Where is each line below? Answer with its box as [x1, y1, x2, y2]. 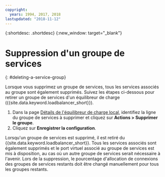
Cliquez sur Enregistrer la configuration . [12, 125, 97, 131]
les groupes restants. [5, 167, 49, 173]
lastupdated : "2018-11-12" [5, 16, 61, 21]
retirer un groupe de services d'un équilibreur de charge [5, 95, 120, 101]
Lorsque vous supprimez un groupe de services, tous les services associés [5, 84, 160, 90]
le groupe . [12, 120, 34, 126]
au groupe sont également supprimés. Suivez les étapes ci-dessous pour [5, 89, 155, 95]
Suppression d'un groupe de [5, 48, 125, 59]
